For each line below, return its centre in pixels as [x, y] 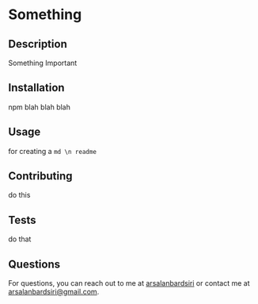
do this [19, 195]
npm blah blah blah [40, 107]
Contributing [40, 176]
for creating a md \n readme [53, 151]
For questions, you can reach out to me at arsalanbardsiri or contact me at [129, 283]
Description [38, 44]
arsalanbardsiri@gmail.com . [54, 292]
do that [20, 239]
